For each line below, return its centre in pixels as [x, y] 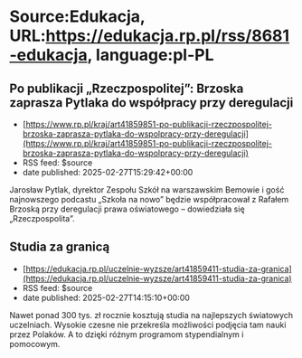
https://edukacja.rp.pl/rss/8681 [168, 36]
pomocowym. [35, 344]
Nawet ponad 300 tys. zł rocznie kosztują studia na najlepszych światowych [151, 315]
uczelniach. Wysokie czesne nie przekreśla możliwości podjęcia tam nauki [148, 325]
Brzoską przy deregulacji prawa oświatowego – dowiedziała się [127, 209]
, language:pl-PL [151, 55]
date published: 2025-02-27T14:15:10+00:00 [106, 297]
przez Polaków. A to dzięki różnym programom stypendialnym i [127, 334]
